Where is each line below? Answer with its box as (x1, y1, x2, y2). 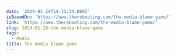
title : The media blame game (6, 41, 77, 47)
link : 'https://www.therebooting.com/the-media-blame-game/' (6, 19, 158, 25)
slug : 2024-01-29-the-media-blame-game (6, 24, 103, 31)
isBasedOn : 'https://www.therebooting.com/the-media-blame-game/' (6, 14, 171, 20)
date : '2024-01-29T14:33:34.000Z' (6, 8, 91, 15)
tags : (6, 30, 19, 36)
